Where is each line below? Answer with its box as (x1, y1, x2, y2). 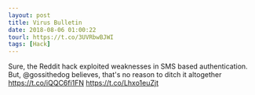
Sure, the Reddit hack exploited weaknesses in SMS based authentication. (8, 62, 249, 71)
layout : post (8, 11, 51, 19)
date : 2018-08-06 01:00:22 (8, 26, 97, 33)
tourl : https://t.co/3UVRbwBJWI (8, 33, 114, 41)
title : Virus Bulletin (8, 19, 82, 26)
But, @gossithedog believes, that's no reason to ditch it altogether (8, 70, 222, 79)
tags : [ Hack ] (8, 40, 51, 48)
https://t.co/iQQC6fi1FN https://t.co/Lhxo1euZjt (8, 79, 159, 88)
